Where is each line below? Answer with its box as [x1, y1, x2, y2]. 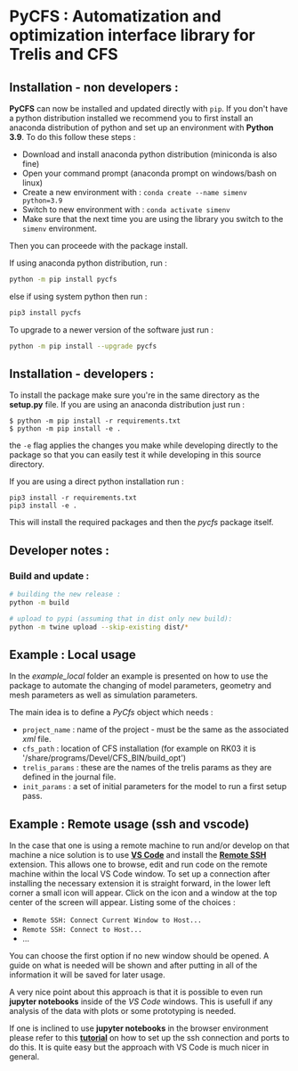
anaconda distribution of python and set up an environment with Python [9, 122, 274, 133]
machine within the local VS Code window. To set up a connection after [9, 869, 270, 879]
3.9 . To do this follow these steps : [9, 132, 136, 142]
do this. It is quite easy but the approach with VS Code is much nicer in [9, 1042, 270, 1053]
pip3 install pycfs [9, 308, 82, 317]
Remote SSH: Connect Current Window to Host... [21, 916, 202, 925]
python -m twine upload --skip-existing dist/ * [9, 622, 189, 631]
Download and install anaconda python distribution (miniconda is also [21, 149, 278, 160]
